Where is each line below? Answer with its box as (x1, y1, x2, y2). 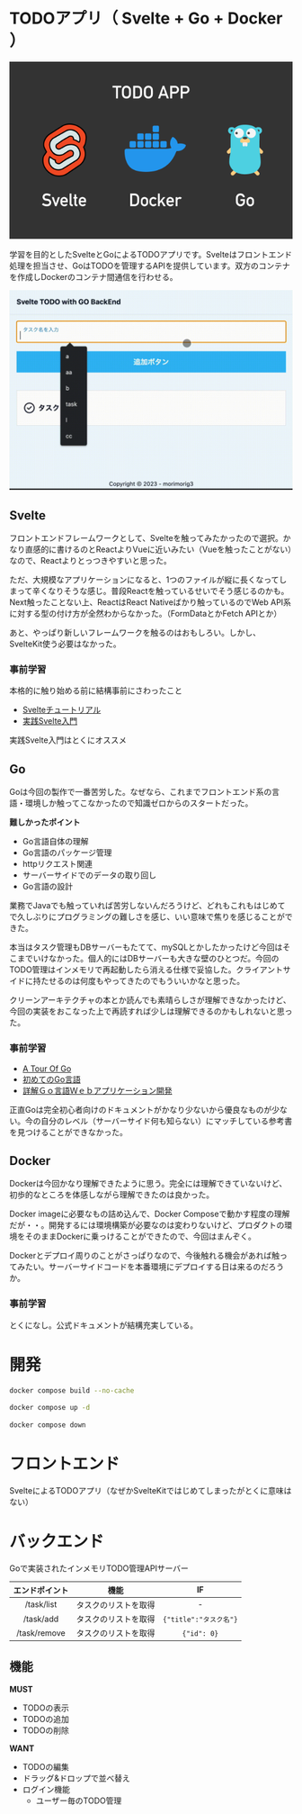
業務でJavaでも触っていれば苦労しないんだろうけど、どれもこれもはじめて (9, 900, 286, 911)
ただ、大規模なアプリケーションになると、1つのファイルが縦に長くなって (9, 574, 280, 585)
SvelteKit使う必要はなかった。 (9, 638, 121, 649)
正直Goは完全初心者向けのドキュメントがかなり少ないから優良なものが (9, 1104, 272, 1115)
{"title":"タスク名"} (163, 1615, 238, 1624)
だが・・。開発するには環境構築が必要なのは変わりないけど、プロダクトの (9, 1220, 285, 1231)
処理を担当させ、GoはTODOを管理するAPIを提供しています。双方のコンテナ (9, 260, 290, 271)
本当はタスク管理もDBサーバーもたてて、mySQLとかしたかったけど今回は (9, 942, 283, 952)
